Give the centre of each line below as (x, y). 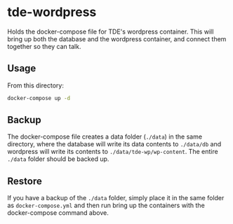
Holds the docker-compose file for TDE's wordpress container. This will (111, 31)
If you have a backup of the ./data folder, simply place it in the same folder (116, 198)
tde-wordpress (52, 12)
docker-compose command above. (58, 213)
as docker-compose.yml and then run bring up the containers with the (106, 205)
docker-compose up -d (39, 98)
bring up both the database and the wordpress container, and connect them (117, 38)
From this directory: (36, 85)
